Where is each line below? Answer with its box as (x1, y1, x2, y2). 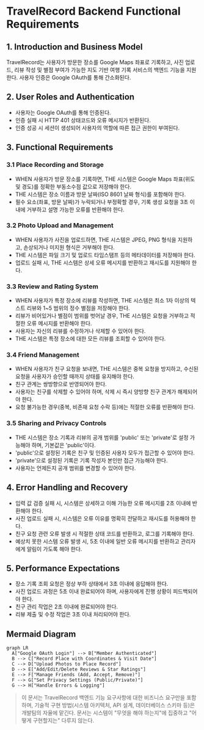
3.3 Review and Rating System (6, 282, 99, 291)
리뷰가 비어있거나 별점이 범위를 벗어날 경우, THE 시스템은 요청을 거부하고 (15, 312, 189, 319)
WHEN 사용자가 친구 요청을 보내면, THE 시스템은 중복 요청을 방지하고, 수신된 (15, 365, 199, 373)
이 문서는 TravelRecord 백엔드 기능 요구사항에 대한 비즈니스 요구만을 (21, 694, 185, 701)
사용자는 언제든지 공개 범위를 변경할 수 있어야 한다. (15, 464, 136, 472)
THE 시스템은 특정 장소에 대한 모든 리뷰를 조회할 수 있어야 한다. (15, 335, 166, 343)
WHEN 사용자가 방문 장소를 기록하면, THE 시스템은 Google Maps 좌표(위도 (15, 175, 195, 183)
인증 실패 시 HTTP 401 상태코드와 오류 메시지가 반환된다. (15, 116, 151, 123)
